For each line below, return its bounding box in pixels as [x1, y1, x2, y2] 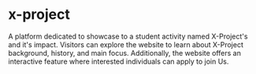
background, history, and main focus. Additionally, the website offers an [8, 48, 242, 57]
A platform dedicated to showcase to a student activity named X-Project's [8, 31, 248, 41]
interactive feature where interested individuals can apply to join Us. [8, 57, 229, 66]
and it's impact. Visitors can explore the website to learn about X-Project [8, 39, 244, 49]
